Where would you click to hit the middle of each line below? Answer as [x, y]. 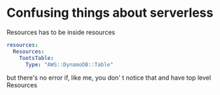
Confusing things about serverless [110, 13]
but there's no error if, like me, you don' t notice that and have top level [109, 78]
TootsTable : [36, 58]
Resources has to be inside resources [61, 32]
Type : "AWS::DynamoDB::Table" [69, 64]
